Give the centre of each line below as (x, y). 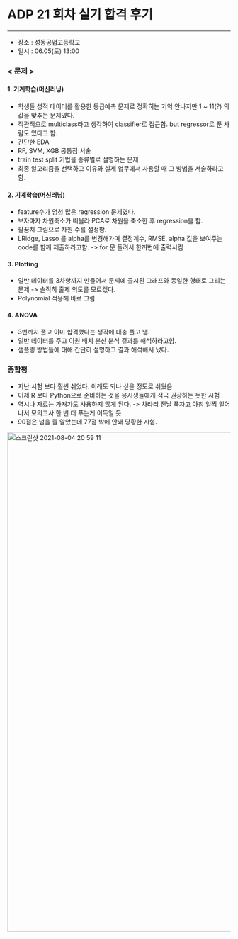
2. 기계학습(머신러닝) (36, 195)
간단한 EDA (33, 142)
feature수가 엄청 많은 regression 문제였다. (76, 212)
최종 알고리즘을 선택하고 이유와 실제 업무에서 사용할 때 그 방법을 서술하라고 (121, 169)
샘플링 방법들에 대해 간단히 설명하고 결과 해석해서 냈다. (93, 349)
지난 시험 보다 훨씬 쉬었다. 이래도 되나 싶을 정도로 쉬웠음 (95, 386)
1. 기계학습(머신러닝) (36, 89)
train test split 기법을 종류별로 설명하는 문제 (78, 159)
